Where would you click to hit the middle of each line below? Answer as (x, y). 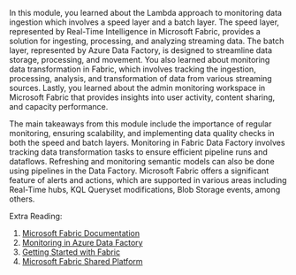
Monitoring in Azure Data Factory (82, 243)
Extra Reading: (36, 216)
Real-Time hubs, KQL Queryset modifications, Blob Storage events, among (145, 190)
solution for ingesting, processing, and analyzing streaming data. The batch (147, 41)
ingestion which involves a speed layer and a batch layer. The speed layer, (144, 22)
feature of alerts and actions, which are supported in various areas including (148, 180)
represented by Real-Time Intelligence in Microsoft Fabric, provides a (135, 31)
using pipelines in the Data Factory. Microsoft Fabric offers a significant (139, 171)
